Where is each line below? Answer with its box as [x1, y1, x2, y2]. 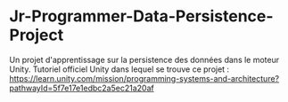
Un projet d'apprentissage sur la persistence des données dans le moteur [9, 54, 280, 65]
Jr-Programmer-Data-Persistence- [9, 6, 274, 27]
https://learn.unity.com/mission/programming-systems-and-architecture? [9, 73, 279, 83]
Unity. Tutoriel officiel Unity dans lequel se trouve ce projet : [9, 64, 230, 75]
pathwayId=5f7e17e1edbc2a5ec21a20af [9, 82, 154, 93]
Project [9, 25, 64, 45]
